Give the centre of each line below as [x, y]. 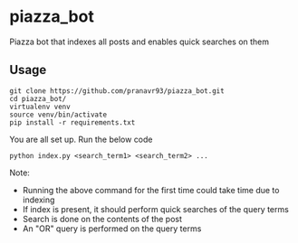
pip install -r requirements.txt [72, 122]
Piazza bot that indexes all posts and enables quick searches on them [139, 42]
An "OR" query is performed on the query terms [112, 229]
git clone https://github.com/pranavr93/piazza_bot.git [117, 91]
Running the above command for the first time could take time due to [151, 190]
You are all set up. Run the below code [81, 139]
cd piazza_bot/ [38, 98]
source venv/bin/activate [58, 115]
